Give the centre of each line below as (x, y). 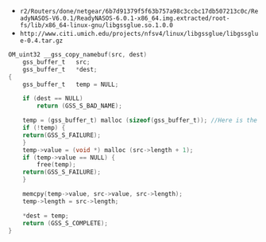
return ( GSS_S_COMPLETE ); (66, 223)
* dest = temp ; (46, 216)
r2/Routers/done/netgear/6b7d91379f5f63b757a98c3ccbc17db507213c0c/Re (139, 11)
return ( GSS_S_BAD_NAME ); (80, 106)
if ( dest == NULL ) (53, 99)
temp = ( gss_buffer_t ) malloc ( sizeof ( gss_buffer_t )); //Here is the (140, 121)
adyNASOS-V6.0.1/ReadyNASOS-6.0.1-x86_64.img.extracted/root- (125, 18)
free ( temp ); (57, 165)
